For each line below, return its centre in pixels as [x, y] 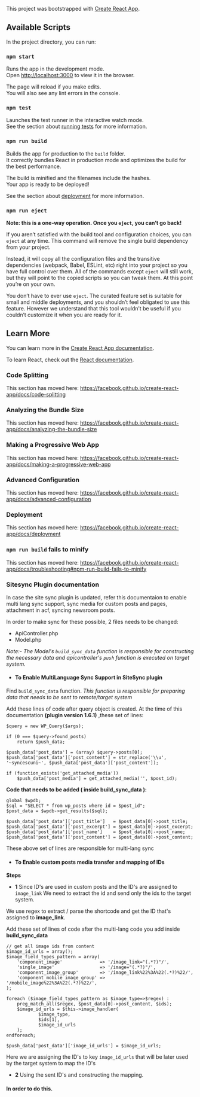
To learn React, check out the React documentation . [70, 359]
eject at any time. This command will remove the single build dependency [97, 241]
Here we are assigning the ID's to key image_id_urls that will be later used [97, 1057]
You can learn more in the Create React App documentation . [80, 348]
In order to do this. [29, 1089]
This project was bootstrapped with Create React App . [73, 9]
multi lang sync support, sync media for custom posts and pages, [87, 604]
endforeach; [21, 1035]
